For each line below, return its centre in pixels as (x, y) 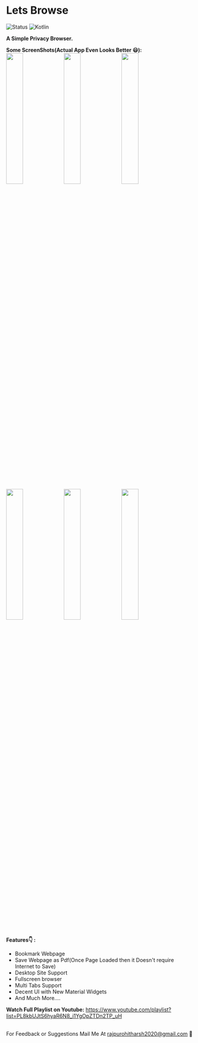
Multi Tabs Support (38, 985)
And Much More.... (37, 998)
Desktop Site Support (41, 973)
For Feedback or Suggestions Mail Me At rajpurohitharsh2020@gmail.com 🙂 (100, 1033)
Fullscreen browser (38, 979)
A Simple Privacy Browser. (40, 38)
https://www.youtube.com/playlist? (128, 1009)
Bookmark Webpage (40, 954)
